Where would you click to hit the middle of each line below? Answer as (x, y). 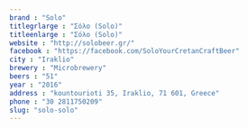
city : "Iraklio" (42, 59)
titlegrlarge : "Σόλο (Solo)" (66, 26)
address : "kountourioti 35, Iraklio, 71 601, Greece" (115, 93)
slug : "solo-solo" (44, 110)
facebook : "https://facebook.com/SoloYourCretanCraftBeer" (125, 51)
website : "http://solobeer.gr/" (72, 43)
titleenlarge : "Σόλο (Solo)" (66, 34)
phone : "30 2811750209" (56, 101)
